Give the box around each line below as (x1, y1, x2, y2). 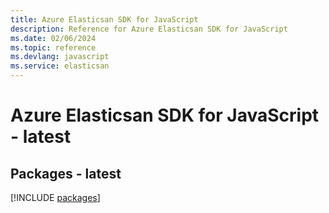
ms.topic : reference (10, 42, 97, 53)
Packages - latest (10, 165, 122, 182)
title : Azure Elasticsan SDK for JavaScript (10, 14, 199, 25)
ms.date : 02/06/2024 (10, 33, 97, 43)
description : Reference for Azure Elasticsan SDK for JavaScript (10, 24, 288, 34)
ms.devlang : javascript (10, 52, 110, 62)
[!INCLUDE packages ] (10, 192, 101, 203)
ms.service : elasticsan (10, 61, 110, 71)
